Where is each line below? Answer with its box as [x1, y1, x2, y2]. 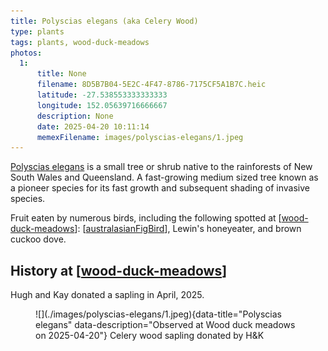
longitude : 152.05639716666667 [36, 100, 168, 110]
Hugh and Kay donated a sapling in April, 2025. [10, 289, 205, 301]
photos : [10, 48, 43, 58]
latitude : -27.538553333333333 [36, 90, 168, 100]
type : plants [10, 26, 65, 37]
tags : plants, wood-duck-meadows [10, 37, 150, 47]
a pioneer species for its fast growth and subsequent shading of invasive [10, 182, 310, 194]
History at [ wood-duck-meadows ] [10, 262, 228, 279]
